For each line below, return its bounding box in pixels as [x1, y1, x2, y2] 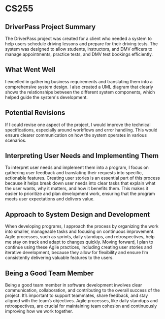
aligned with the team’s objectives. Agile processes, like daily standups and [5, 298, 158, 304]
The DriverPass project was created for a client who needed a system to [5, 35, 152, 41]
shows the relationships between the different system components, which [5, 89, 155, 95]
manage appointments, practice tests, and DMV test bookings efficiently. [5, 51, 153, 57]
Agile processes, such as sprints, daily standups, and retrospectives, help [5, 234, 155, 240]
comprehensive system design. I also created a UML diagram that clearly [5, 84, 154, 90]
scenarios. [5, 137, 27, 143]
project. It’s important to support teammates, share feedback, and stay [5, 292, 148, 298]
